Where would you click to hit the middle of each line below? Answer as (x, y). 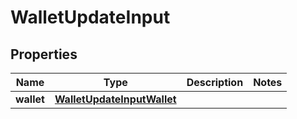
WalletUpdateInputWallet (115, 99)
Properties (44, 54)
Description (215, 82)
